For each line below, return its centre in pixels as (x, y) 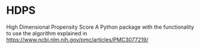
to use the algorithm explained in (47, 33)
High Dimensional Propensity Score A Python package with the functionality (100, 27)
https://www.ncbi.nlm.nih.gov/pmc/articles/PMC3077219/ (77, 39)
